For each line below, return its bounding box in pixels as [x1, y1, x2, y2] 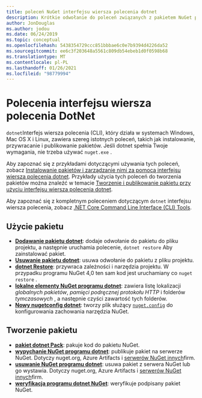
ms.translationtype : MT [6, 54, 66, 60]
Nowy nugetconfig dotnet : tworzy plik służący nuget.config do [14, 302, 173, 308]
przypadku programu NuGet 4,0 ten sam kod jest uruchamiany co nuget [14, 270, 192, 276]
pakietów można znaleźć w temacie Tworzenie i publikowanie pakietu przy [6, 179, 191, 187]
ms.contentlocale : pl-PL [6, 59, 69, 65]
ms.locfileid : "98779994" [6, 71, 71, 77]
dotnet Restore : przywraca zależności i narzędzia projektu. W [14, 263, 170, 270]
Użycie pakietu [6, 221, 64, 232]
